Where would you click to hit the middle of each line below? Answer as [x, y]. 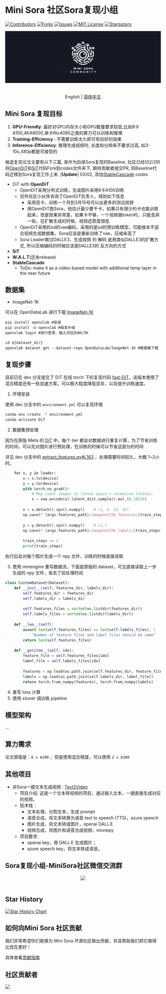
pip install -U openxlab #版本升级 [40, 328]
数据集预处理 [25, 430]
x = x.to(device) [41, 478]
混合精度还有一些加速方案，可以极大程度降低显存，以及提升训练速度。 [77, 384]
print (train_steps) [43, 546]
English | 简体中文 [83, 96]
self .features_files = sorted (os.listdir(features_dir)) [83, 609]
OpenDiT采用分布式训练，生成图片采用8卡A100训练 [72, 190]
